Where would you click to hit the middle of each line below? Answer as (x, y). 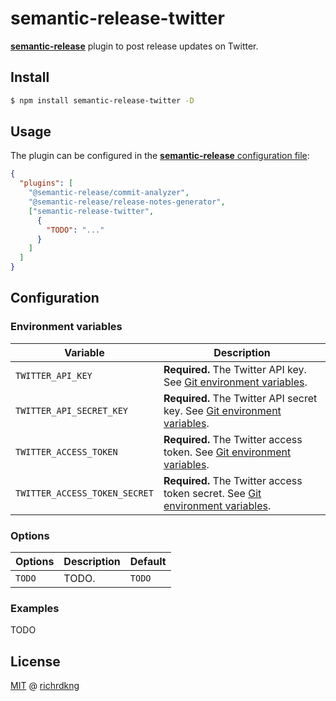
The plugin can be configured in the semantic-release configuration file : (160, 156)
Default (148, 562)
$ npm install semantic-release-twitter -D (102, 100)
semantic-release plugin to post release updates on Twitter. (134, 46)
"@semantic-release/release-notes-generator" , (127, 202)
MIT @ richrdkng (45, 686)
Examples (35, 608)
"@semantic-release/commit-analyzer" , (109, 193)
